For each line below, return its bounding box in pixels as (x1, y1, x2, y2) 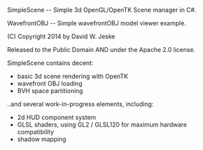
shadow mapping (17, 135, 67, 143)
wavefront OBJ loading (17, 79, 83, 88)
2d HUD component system (17, 113, 96, 121)
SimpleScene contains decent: (7, 59, 94, 67)
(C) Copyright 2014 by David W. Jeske (7, 32, 116, 40)
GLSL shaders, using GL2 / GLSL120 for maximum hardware (17, 121, 187, 129)
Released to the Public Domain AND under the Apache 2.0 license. (7, 46, 196, 53)
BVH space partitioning (17, 87, 83, 95)
